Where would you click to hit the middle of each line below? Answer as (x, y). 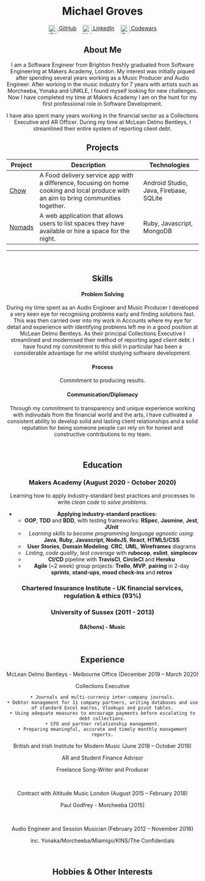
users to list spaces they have (82, 223)
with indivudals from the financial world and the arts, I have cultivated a (103, 415)
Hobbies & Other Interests (103, 872)
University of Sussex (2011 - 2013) (103, 612)
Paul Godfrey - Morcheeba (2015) (103, 805)
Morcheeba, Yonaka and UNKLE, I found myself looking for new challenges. (103, 90)
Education (103, 465)
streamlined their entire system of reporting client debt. (103, 128)
